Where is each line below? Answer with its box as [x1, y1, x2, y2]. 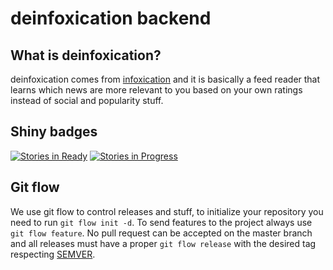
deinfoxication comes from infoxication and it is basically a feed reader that [10, 73, 321, 85]
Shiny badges [10, 123, 98, 141]
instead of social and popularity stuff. [10, 95, 164, 106]
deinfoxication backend [10, 7, 212, 30]
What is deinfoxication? [10, 47, 162, 64]
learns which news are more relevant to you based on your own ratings [10, 84, 303, 96]
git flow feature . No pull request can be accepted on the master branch [10, 227, 313, 239]
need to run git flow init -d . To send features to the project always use [10, 216, 313, 228]
